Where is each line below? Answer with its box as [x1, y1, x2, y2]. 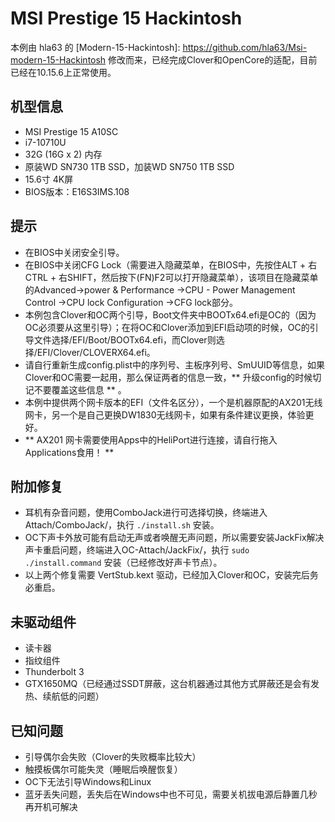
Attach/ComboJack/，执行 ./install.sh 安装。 [24, 519, 220, 531]
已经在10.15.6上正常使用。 [10, 66, 117, 78]
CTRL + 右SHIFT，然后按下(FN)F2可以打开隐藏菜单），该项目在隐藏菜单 [24, 271, 319, 283]
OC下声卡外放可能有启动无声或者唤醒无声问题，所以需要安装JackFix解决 [24, 532, 325, 544]
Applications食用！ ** [24, 446, 115, 458]
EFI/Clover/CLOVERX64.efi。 [36, 346, 156, 358]
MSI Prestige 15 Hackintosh [10, 7, 243, 30]
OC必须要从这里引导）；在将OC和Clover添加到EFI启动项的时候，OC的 [24, 321, 310, 333]
